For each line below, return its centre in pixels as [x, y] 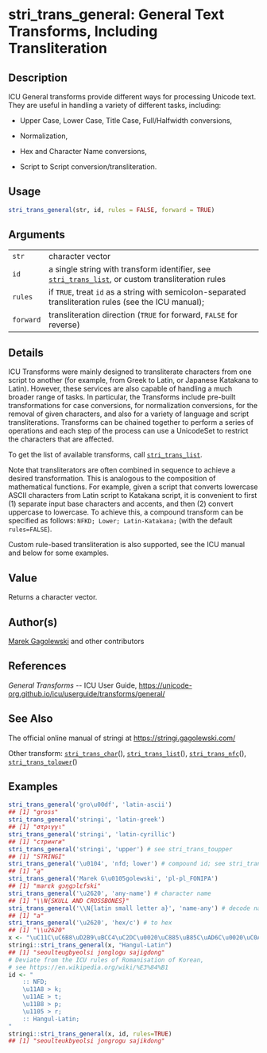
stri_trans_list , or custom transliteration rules [137, 279]
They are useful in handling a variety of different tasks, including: [115, 105]
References [37, 666]
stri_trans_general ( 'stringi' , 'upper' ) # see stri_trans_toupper [120, 849]
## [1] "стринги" [37, 842]
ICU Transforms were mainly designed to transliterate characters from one [130, 372]
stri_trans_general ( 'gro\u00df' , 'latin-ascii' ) [90, 805]
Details [26, 352]
